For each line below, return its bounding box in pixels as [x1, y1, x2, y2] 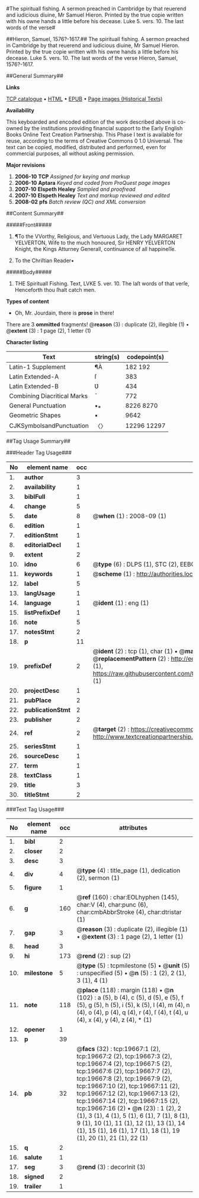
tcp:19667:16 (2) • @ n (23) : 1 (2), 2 [76, 1104, 182, 1112]
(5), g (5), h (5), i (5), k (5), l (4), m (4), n [76, 1001, 190, 1009]
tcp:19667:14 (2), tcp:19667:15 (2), [76, 1097, 180, 1105]
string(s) [94, 353, 120, 361]
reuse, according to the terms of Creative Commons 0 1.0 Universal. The [6, 137, 183, 144]
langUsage [24, 589, 56, 597]
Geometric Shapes [9, 411, 61, 419]
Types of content [6, 298, 49, 305]
